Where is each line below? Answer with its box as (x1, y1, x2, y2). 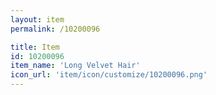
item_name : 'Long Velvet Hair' (10, 61, 141, 71)
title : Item (10, 42, 60, 52)
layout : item (10, 14, 65, 25)
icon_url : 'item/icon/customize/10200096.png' (10, 70, 208, 80)
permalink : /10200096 (10, 24, 101, 34)
